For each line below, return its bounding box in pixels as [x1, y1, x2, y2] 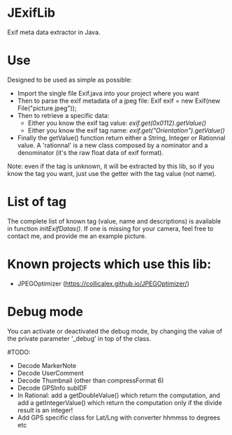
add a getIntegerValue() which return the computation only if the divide [17, 398, 222, 406]
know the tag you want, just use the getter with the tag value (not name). [7, 169, 217, 177]
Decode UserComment [17, 369, 84, 377]
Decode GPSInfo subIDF [17, 383, 87, 392]
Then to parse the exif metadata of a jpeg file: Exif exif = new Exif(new [17, 96, 221, 105]
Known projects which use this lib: [7, 256, 212, 272]
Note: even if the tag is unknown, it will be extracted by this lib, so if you [7, 162, 215, 170]
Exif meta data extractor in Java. [7, 28, 101, 36]
